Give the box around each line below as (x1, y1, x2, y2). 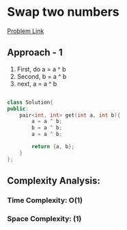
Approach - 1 (7, 47, 63, 58)
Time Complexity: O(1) (7, 195, 83, 205)
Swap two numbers (7, 4, 119, 20)
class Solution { (7, 99, 53, 106)
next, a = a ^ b (16, 80, 57, 88)
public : (7, 105, 29, 112)
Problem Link (7, 27, 44, 35)
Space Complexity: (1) (7, 214, 82, 223)
